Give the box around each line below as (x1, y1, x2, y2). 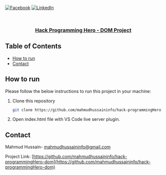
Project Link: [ (5, 154, 34, 160)
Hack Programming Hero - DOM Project (35, 26, 132, 33)
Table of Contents (5, 42, 62, 51)
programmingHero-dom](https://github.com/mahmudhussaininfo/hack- (5, 159, 151, 165)
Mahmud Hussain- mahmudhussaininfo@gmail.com (5, 144, 111, 150)
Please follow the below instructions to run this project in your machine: (5, 88, 151, 94)
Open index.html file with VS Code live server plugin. (12, 116, 120, 122)
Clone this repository (12, 97, 55, 104)
